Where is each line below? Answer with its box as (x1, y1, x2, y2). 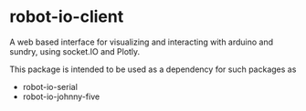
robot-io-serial (22, 81, 78, 92)
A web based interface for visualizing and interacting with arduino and (9, 36, 274, 47)
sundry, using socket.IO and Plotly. (9, 45, 141, 56)
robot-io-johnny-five (22, 91, 100, 102)
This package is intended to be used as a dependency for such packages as (9, 64, 297, 75)
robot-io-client (9, 6, 124, 27)
